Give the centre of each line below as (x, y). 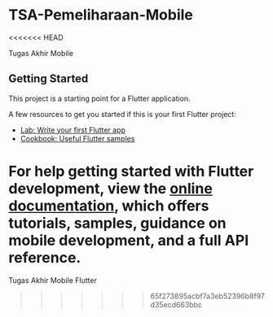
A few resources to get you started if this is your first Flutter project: (122, 114)
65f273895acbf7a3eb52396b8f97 (208, 296)
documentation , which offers (109, 206)
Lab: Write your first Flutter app (73, 130)
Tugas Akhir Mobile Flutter (53, 280)
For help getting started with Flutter (131, 171)
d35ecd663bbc (176, 304)
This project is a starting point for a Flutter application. (99, 98)
